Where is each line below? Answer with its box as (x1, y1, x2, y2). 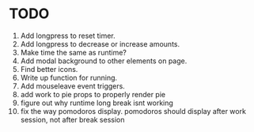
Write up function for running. (20, 73, 118, 82)
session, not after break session (20, 115, 125, 124)
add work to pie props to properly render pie (20, 89, 165, 99)
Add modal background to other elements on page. (20, 56, 188, 66)
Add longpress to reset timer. (20, 31, 116, 40)
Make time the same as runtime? (20, 47, 127, 57)
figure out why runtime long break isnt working (20, 98, 173, 107)
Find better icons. (20, 64, 78, 74)
